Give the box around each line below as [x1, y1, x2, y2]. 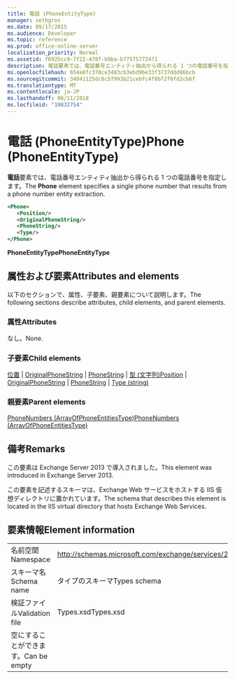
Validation [17, 608, 50, 618]
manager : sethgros [7, 17, 61, 24]
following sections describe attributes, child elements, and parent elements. [7, 298, 226, 307]
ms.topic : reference [7, 36, 68, 43]
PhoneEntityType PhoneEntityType [7, 248, 111, 257]
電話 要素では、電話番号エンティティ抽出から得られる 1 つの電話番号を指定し [7, 173, 227, 181]
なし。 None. [7, 334, 43, 343]
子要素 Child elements [7, 353, 82, 363]
